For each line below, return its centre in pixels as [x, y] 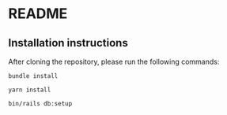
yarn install [30, 90]
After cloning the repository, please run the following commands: [114, 61]
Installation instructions [68, 43]
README [38, 14]
